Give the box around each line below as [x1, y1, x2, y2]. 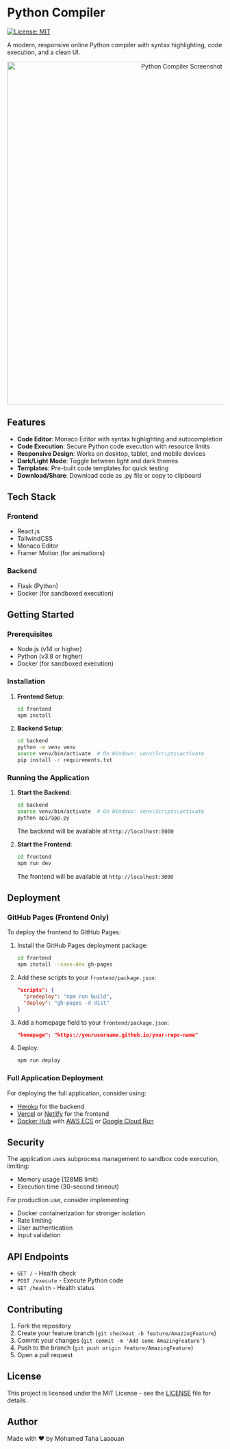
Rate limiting [16, 1217, 53, 1225]
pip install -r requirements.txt [16, 757, 113, 764]
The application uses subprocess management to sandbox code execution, [7, 1155, 219, 1163]
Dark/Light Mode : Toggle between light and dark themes [16, 456, 179, 465]
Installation [7, 677, 46, 686]
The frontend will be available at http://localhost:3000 [16, 872, 174, 880]
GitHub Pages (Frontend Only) [7, 912, 110, 922]
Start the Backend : [16, 788, 72, 796]
